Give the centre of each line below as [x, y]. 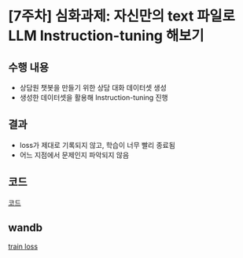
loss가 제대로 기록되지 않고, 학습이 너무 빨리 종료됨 [97, 145]
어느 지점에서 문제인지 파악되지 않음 [74, 155]
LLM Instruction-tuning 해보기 [106, 36]
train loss [23, 247]
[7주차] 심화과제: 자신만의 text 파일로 [122, 16]
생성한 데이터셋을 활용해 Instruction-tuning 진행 [94, 98]
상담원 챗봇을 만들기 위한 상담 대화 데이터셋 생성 [93, 88]
